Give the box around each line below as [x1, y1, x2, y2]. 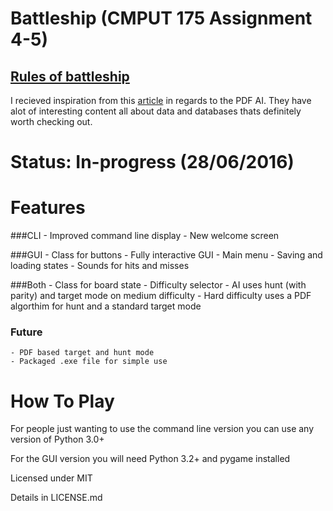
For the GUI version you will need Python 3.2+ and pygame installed [10, 453, 291, 465]
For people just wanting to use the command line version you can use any [10, 423, 315, 435]
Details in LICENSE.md [10, 492, 103, 504]
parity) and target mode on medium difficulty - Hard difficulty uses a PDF [10, 290, 312, 302]
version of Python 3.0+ [10, 433, 105, 446]
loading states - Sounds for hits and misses [10, 260, 190, 272]
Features [10, 197, 86, 219]
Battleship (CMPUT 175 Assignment [10, 7, 313, 30]
